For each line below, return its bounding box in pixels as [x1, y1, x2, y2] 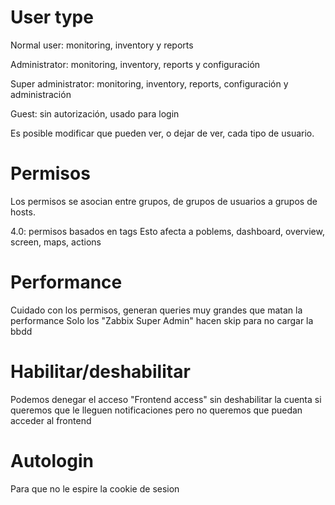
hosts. [10, 206, 36, 218]
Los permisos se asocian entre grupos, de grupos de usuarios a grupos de [10, 195, 318, 207]
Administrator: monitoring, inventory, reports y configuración [10, 58, 261, 70]
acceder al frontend [10, 414, 92, 426]
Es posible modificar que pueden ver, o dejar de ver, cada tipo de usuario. [10, 127, 315, 139]
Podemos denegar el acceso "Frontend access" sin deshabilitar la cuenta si [10, 393, 322, 405]
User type [10, 6, 94, 29]
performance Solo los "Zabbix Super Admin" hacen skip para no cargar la [10, 314, 314, 326]
